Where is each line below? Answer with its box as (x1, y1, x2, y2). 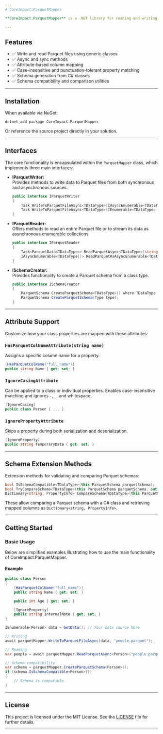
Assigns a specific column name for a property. (5, 353, 100, 359)
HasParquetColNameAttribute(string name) (5, 343, 104, 348)
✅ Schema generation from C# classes (12, 73, 90, 79)
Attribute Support (5, 318, 60, 326)
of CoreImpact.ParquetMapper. (5, 555, 67, 560)
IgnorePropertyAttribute (5, 418, 64, 424)
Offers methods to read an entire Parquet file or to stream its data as (12, 226, 149, 232)
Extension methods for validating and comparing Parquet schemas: (5, 473, 140, 478)
